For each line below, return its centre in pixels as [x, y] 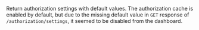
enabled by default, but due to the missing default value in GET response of [98, 15]
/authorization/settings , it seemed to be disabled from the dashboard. [94, 21]
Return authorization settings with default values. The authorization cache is [100, 9]
